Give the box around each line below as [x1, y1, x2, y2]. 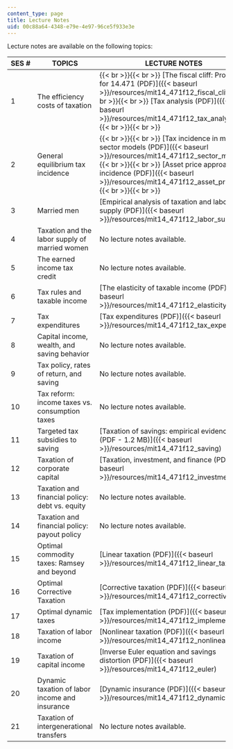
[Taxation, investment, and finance [99, 455, 212, 465]
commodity [37, 550, 74, 559]
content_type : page [7, 10, 64, 17]
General [37, 151, 64, 160]
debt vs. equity [37, 501, 86, 511]
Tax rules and [37, 288, 82, 297]
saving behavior [37, 349, 89, 359]
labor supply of [37, 234, 87, 244]
